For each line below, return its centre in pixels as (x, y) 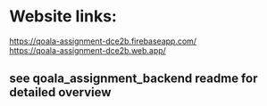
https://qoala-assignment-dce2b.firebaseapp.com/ (103, 41)
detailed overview (60, 92)
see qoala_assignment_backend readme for (133, 79)
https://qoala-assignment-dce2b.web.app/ (88, 50)
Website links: (63, 16)
